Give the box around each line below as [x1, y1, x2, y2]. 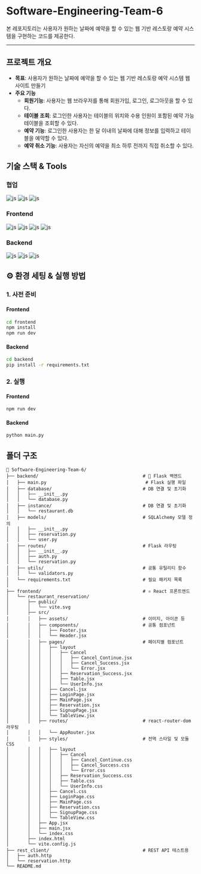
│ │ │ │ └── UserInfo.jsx [6, 681, 103, 687]
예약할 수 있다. [35, 134, 69, 142]
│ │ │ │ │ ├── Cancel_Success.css [6, 762, 130, 768]
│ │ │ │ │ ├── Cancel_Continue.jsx [6, 655, 133, 661]
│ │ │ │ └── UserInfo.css [6, 783, 103, 789]
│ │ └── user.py [6, 536, 58, 543]
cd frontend [6, 319, 36, 325]
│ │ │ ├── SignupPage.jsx [6, 708, 98, 714]
